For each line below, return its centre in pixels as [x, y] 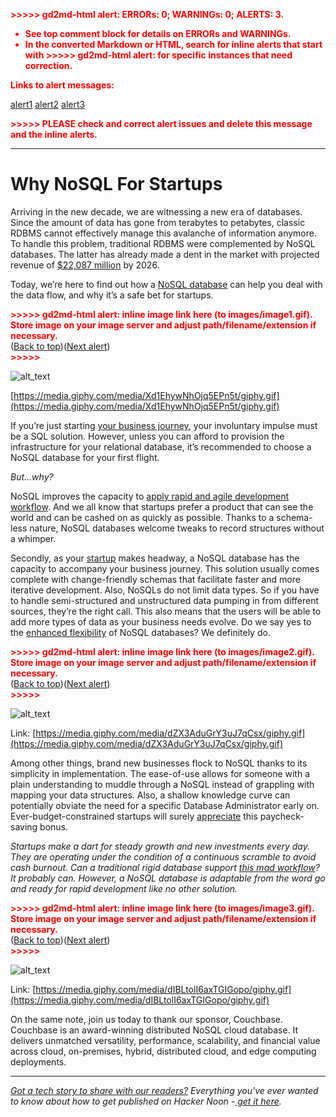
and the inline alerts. [54, 134]
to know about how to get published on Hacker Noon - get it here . [146, 1101]
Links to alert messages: [62, 85]
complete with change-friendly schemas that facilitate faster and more [155, 579]
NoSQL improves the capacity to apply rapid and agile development [150, 496]
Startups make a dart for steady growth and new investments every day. [160, 846]
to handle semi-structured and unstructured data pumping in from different [165, 600]
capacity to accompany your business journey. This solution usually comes [165, 568]
